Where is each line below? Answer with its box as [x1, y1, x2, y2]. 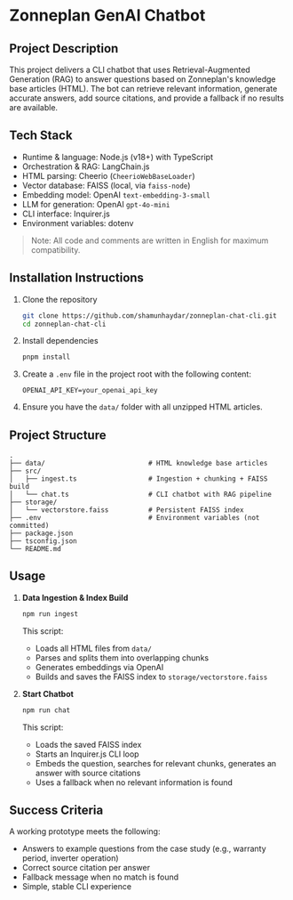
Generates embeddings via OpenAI [35, 661, 164, 672]
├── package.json [9, 529, 74, 539]
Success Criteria [9, 803, 104, 818]
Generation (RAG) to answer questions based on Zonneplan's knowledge [9, 74, 276, 85]
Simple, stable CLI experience [21, 881, 131, 892]
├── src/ [9, 466, 42, 476]
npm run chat [21, 705, 71, 715]
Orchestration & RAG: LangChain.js [21, 161, 150, 172]
